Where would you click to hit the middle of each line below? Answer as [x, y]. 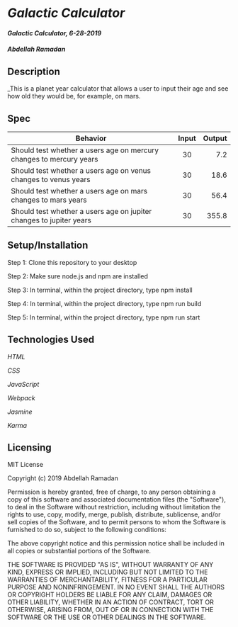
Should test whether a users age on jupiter [81, 211]
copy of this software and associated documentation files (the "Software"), [117, 499]
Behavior [91, 138]
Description [34, 71]
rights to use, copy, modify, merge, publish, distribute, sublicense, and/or [114, 514]
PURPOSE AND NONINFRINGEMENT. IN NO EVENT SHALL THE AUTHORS [116, 587]
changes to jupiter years [51, 220]
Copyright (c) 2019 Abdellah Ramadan [63, 478]
